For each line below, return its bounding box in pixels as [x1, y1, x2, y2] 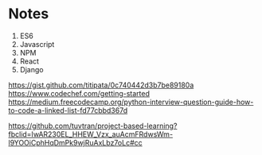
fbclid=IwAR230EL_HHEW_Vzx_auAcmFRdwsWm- [8, 129, 174, 139]
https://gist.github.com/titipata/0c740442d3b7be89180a [8, 80, 194, 90]
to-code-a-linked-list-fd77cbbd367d [8, 105, 128, 115]
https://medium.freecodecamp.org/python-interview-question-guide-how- [8, 97, 254, 107]
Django [19, 64, 44, 74]
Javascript [19, 39, 55, 48]
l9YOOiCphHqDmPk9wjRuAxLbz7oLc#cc [8, 138, 143, 147]
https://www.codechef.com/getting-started [8, 88, 150, 98]
